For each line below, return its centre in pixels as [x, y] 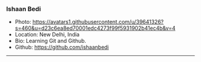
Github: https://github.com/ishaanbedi [62, 47]
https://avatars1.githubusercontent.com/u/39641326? [98, 22]
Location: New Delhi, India [47, 35]
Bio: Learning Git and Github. [51, 41]
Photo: [23, 22]
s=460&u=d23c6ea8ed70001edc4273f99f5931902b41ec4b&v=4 [95, 28]
